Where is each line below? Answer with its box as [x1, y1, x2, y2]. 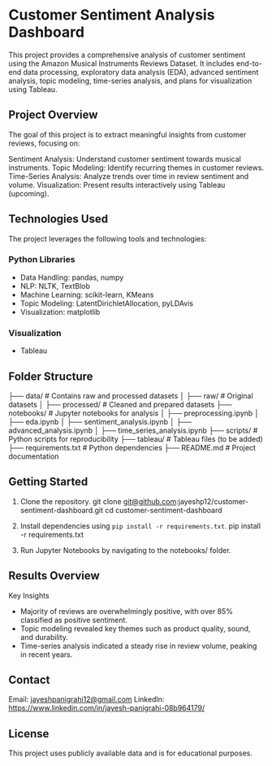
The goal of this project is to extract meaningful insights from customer [8, 129, 247, 139]
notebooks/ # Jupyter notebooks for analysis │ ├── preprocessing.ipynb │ [8, 408, 260, 418]
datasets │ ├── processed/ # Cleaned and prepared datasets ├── [8, 399, 232, 409]
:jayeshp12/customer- [175, 496, 249, 506]
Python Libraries [8, 254, 76, 265]
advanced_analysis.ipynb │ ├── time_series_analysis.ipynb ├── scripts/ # [8, 425, 258, 435]
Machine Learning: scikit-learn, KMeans [19, 289, 154, 299]
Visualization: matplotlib [19, 307, 101, 316]
